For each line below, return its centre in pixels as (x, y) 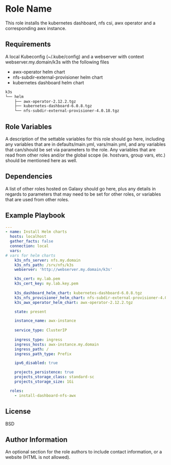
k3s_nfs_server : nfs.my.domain (48, 260)
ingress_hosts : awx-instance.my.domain (57, 344)
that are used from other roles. (37, 199)
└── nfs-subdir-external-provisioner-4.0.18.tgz (67, 111)
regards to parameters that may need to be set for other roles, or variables (83, 194)
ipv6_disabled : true (36, 363)
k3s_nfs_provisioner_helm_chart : (50, 298)
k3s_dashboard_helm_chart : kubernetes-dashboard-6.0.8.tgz (78, 293)
